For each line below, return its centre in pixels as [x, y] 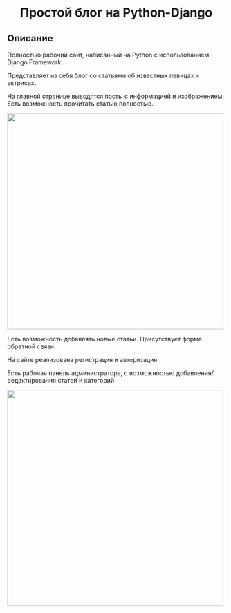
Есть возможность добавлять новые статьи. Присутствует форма [105, 339]
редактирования [32, 380]
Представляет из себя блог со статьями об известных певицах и [103, 75]
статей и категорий [86, 380]
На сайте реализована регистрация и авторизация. [83, 360]
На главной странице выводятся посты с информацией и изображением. [116, 96]
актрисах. [22, 83]
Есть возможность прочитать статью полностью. [81, 104]
